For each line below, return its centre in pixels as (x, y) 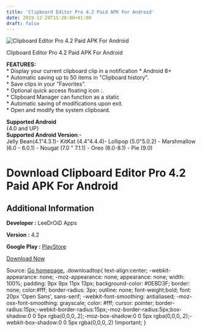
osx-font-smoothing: (32, 303)
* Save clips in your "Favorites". (46, 84)
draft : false (23, 23)
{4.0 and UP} (23, 129)
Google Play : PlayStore (36, 247)
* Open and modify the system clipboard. (58, 110)
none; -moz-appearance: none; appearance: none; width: (112, 277)
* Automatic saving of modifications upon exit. (65, 104)
